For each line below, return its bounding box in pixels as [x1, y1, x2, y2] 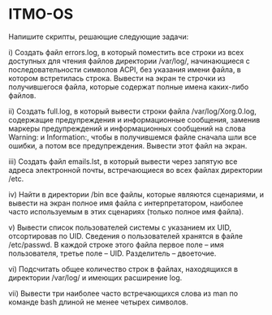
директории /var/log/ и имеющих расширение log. [8, 273, 183, 283]
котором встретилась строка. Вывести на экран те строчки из [8, 73, 226, 83]
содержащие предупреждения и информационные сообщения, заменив [8, 114, 261, 124]
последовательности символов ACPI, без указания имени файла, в [8, 64, 242, 74]
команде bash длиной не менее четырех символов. [8, 297, 188, 307]
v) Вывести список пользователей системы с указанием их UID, [8, 222, 232, 232]
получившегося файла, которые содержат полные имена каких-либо [8, 82, 249, 92]
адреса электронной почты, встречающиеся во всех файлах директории [8, 165, 263, 175]
